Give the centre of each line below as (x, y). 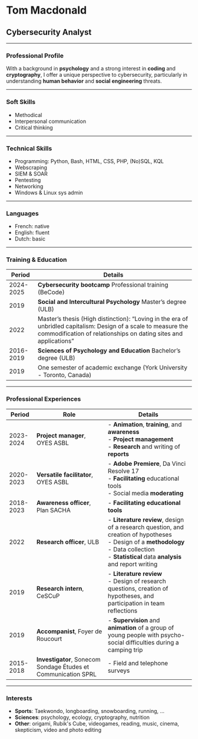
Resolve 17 (124, 471)
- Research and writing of (144, 446)
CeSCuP (48, 596)
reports (119, 454)
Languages (23, 213)
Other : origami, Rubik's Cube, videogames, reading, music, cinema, (97, 724)
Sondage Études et (63, 667)
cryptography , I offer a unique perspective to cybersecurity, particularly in (97, 75)
